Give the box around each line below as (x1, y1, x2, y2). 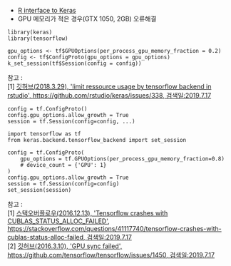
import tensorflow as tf (7, 131, 81, 138)
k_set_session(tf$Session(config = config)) (7, 60, 142, 67)
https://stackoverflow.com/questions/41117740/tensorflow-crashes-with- (7, 225, 222, 232)
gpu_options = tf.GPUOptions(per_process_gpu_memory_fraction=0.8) (20, 155, 225, 163)
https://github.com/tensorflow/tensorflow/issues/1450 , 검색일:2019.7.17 (7, 251, 215, 259)
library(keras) (7, 29, 53, 36)
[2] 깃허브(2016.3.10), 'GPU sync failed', (7, 242, 123, 250)
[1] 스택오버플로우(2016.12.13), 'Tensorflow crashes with (7, 209, 168, 217)
